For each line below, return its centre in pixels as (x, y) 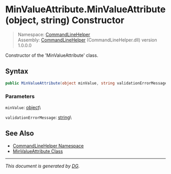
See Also (20, 133)
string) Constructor (82, 20)
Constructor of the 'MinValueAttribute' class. (52, 55)
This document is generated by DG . (42, 166)
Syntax (17, 71)
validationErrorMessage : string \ (39, 117)
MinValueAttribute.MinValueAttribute (85, 9)
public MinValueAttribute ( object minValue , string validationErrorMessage (86, 83)
